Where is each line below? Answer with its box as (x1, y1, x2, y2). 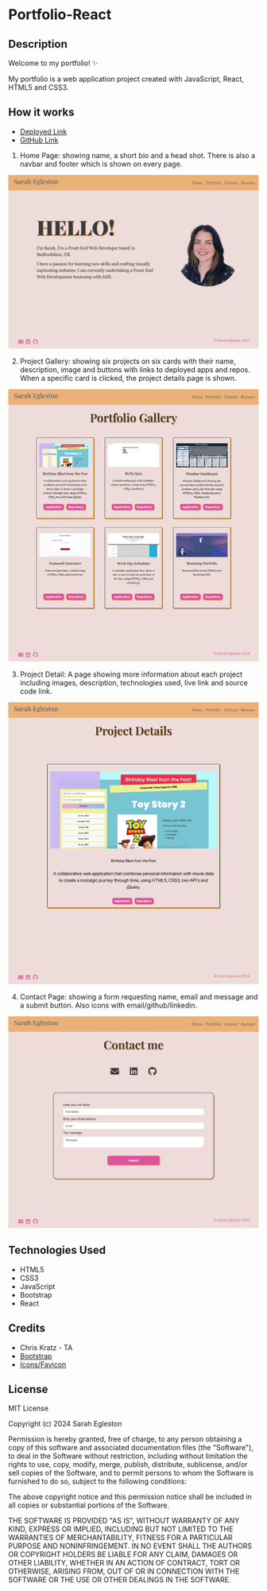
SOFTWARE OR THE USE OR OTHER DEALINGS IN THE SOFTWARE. (8, 1575, 231, 1585)
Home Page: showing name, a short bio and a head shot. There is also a (19, 150, 256, 160)
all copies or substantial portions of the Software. (8, 1500, 169, 1510)
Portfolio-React (8, 6, 112, 24)
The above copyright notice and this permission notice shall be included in (8, 1492, 252, 1502)
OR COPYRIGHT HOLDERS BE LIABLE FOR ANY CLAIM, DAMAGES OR (8, 1550, 238, 1559)
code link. (19, 686, 52, 696)
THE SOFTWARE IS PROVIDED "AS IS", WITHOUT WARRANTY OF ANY (8, 1516, 240, 1526)
